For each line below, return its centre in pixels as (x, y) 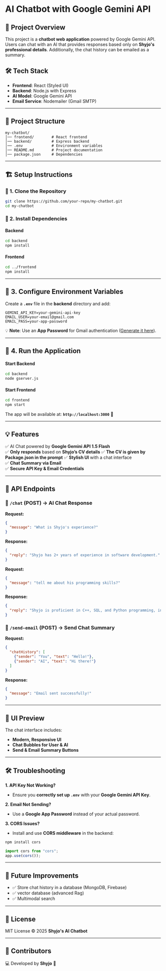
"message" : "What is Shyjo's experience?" (54, 527)
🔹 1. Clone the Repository (36, 191)
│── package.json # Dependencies (44, 154)
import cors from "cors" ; (32, 851)
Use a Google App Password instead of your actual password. (76, 814)
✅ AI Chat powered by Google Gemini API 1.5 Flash (58, 446)
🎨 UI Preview (25, 718)
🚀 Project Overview (35, 27)
